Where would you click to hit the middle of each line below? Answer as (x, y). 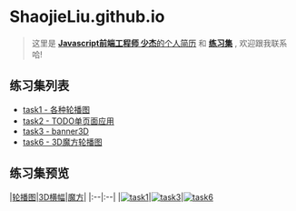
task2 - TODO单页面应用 (69, 121)
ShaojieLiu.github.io (87, 17)
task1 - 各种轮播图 (56, 109)
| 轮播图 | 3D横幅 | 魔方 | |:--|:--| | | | (97, 196)
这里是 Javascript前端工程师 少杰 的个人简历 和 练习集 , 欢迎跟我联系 (159, 43)
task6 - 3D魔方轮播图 (62, 142)
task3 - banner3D (55, 131)
